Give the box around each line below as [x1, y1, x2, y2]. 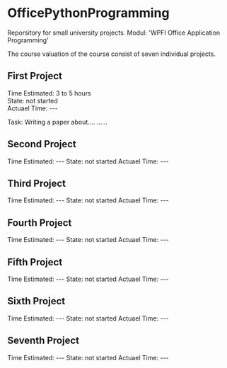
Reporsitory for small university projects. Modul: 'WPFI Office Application [7, 28, 221, 37]
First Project [7, 70, 62, 82]
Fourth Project [7, 217, 72, 229]
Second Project [7, 138, 76, 150]
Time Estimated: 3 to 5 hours [7, 88, 92, 97]
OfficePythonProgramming [7, 5, 170, 21]
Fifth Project [7, 256, 63, 268]
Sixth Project [7, 295, 66, 307]
